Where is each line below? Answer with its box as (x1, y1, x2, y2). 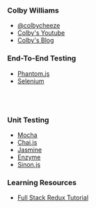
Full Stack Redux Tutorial (17, 193, 89, 202)
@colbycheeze (17, 22, 61, 30)
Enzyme (17, 152, 41, 161)
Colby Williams (7, 6, 59, 15)
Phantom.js (17, 69, 50, 78)
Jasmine (17, 145, 42, 154)
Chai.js (17, 138, 38, 146)
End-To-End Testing (7, 54, 77, 63)
